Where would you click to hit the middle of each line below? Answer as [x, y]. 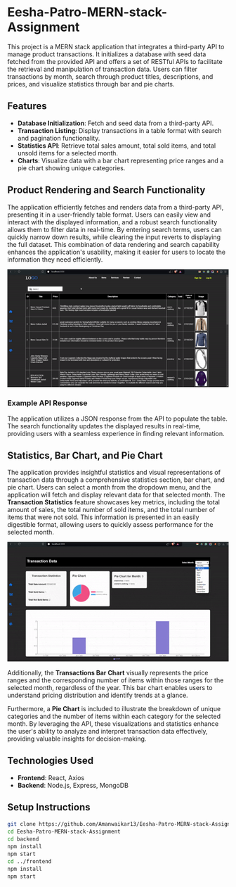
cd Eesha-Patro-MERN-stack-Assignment [64, 832]
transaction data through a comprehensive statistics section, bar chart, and [116, 480]
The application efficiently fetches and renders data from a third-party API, [116, 207]
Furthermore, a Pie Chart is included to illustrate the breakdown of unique [114, 708]
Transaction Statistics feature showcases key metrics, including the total [113, 502]
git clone [22, 824]
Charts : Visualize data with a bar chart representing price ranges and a [120, 160]
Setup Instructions [49, 807]
